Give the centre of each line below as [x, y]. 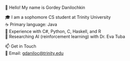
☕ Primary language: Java [31, 24]
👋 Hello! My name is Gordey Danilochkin [45, 8]
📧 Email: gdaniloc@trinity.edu [34, 53]
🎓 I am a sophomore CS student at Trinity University [58, 17]
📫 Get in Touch [21, 46]
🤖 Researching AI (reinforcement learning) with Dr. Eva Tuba [65, 37]
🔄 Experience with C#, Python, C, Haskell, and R [53, 31]
